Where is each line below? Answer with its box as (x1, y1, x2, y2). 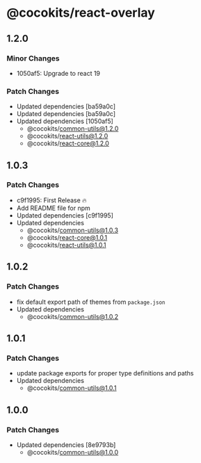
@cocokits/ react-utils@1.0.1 (26, 241, 106, 249)
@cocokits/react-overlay (6, 5, 156, 21)
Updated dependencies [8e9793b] (16, 440, 116, 449)
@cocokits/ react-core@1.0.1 (26, 233, 108, 241)
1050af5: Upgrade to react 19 (16, 69, 101, 77)
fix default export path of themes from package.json (16, 298, 166, 306)
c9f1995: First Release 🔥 (16, 196, 88, 204)
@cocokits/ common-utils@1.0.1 (26, 384, 117, 392)
